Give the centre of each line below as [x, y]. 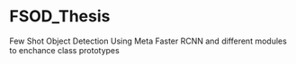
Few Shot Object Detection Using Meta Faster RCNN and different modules [148, 41]
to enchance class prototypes [64, 50]
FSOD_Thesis [60, 16]
